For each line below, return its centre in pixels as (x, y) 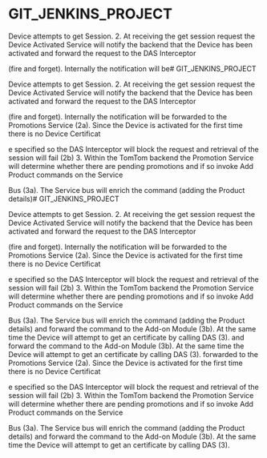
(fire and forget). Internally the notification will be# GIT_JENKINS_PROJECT (132, 68)
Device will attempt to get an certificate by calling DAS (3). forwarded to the (133, 354)
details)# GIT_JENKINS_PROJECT (64, 199)
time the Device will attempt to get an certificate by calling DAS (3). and (126, 337)
